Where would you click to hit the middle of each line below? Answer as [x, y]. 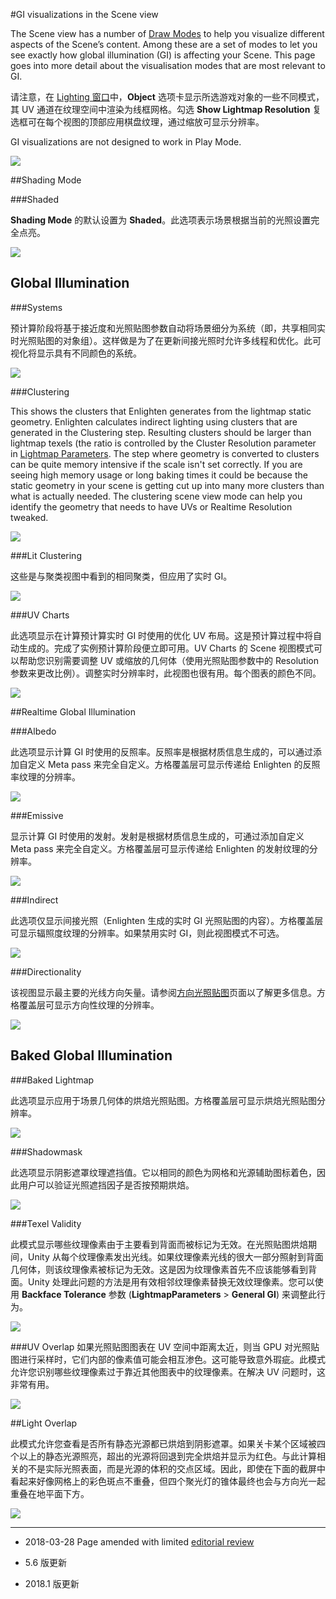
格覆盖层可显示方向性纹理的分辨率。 [85, 1005]
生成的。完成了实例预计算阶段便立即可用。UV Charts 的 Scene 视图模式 [166, 648]
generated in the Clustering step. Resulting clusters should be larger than [161, 432]
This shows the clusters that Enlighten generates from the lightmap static [161, 411]
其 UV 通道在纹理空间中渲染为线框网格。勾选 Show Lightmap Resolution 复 [166, 109]
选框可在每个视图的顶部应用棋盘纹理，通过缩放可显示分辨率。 [137, 122]
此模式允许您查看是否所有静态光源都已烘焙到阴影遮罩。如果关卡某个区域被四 [168, 1443]
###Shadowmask [46, 1151]
